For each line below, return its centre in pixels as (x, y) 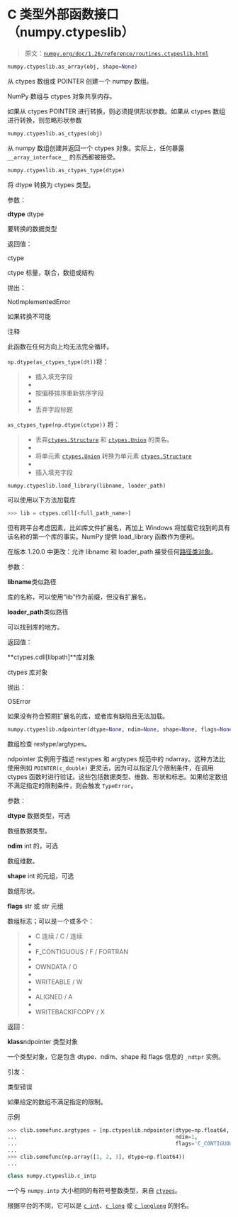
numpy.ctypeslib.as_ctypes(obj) (55, 133)
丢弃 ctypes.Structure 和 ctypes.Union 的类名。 (104, 439)
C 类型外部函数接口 (63, 15)
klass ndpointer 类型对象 (43, 1042)
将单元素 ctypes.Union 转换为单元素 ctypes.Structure (113, 456)
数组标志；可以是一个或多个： (51, 921)
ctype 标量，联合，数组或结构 (51, 272)
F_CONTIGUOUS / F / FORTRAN (82, 952)
